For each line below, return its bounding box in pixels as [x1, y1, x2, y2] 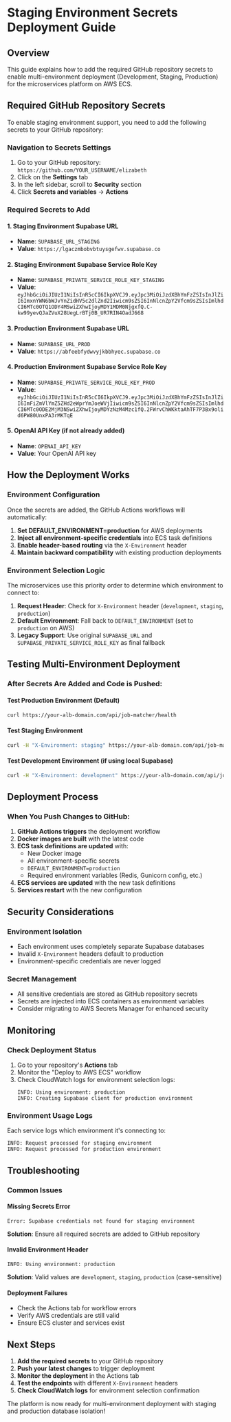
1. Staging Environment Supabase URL [7, 222, 119, 230]
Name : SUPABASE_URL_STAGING [16, 237, 100, 246]
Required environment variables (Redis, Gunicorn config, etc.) [27, 871, 203, 880]
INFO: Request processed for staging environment [7, 1140, 153, 1147]
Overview [7, 47, 50, 59]
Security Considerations [7, 905, 115, 918]
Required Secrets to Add [7, 205, 91, 214]
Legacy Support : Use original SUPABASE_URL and [16, 631, 153, 639]
